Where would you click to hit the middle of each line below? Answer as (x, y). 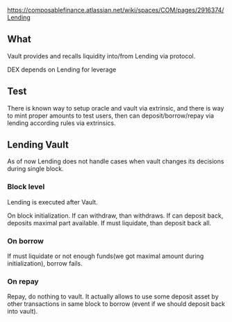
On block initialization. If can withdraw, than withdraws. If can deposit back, (115, 216)
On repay (23, 281)
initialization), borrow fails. (45, 264)
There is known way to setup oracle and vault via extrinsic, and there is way (116, 108)
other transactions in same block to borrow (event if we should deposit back (116, 304)
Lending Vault (38, 145)
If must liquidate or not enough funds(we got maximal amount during (106, 256)
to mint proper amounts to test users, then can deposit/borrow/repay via (110, 115)
